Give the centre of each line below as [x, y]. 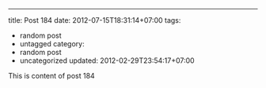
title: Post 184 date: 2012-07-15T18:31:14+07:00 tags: [95, 20]
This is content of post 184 [51, 76]
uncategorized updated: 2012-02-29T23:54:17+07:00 [107, 60]
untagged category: [52, 44]
